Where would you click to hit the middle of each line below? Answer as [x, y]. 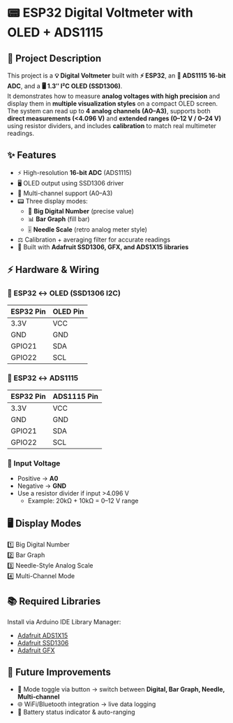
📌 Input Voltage [34, 463]
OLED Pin [68, 311]
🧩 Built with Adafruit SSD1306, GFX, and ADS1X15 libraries [103, 247]
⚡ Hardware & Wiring [53, 270]
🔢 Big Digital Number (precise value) [81, 211]
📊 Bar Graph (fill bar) [59, 219]
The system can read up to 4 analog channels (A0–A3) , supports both [109, 111]
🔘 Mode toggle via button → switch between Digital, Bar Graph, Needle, [121, 689]
